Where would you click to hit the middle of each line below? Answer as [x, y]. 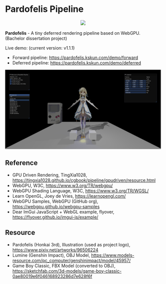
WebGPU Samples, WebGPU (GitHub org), [55, 201]
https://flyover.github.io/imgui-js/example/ [55, 217]
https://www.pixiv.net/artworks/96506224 [55, 250]
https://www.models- [113, 255]
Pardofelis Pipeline [44, 9]
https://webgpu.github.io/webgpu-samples [56, 206]
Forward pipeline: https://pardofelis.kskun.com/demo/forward [75, 57]
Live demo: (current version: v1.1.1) [40, 48]
